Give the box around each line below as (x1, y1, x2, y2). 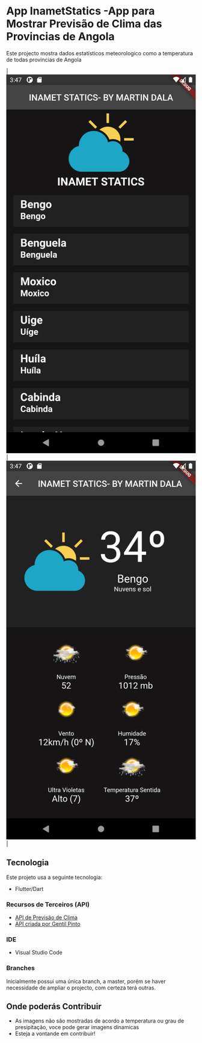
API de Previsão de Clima (14, 914, 78, 921)
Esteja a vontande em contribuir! (14, 1030, 96, 1038)
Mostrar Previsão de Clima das (6, 17, 162, 31)
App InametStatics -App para (6, 4, 155, 18)
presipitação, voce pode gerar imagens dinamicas (14, 1024, 139, 1031)
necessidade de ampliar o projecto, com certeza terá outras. (6, 984, 156, 991)
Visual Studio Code (14, 949, 63, 956)
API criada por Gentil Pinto (14, 920, 81, 928)
